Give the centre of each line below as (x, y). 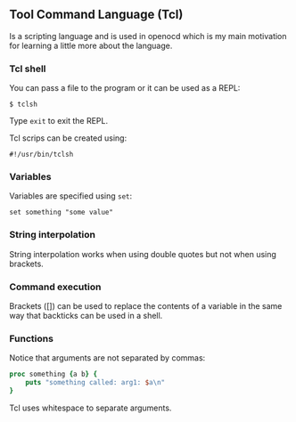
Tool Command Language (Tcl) (96, 15)
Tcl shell (28, 69)
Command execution (55, 287)
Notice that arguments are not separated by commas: (107, 358)
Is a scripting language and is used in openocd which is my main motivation (148, 36)
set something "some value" (62, 213)
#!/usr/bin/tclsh (41, 155)
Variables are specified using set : (71, 196)
